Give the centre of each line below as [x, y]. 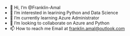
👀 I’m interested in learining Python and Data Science [64, 13]
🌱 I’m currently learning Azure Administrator [55, 18]
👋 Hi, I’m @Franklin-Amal [35, 8]
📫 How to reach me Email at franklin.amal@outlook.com [67, 28]
